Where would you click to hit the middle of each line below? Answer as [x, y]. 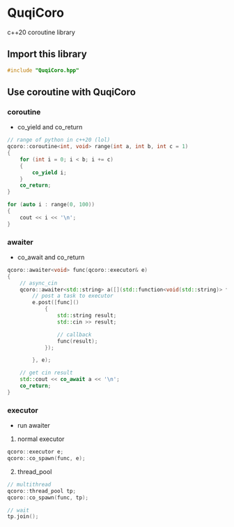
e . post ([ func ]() [56, 303]
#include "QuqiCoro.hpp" [43, 70]
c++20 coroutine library [41, 32]
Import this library [47, 54]
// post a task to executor [73, 296]
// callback [74, 334]
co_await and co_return [51, 257]
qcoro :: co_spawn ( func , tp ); [48, 498]
